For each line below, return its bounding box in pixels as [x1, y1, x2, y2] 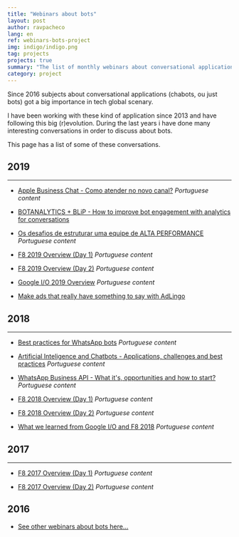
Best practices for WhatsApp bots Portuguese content [17, 338, 176, 347]
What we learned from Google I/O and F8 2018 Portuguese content [17, 422, 215, 431]
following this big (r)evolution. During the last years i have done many [7, 118, 211, 127]
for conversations [17, 215, 70, 224]
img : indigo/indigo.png [7, 44, 78, 51]
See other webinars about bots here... [17, 522, 129, 531]
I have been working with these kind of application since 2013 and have [7, 111, 217, 120]
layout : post [7, 17, 46, 24]
